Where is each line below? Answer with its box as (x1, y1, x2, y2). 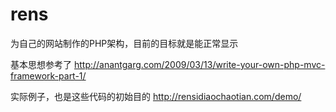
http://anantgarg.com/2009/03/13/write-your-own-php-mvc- (73, 58, 326, 70)
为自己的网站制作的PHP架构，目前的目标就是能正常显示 (10, 37, 239, 49)
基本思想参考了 (10, 58, 72, 70)
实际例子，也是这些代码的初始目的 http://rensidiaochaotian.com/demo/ (10, 90, 302, 102)
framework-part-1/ (10, 69, 87, 82)
